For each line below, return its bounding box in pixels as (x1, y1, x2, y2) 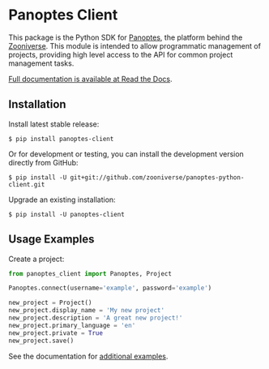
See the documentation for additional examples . (8, 351, 169, 361)
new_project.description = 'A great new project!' (8, 314, 183, 322)
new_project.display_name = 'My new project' (8, 307, 164, 315)
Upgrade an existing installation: (8, 195, 116, 204)
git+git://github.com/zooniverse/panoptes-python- (70, 173, 245, 182)
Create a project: (8, 254, 65, 264)
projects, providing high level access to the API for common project (8, 49, 233, 59)
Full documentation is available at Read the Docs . (8, 74, 173, 84)
